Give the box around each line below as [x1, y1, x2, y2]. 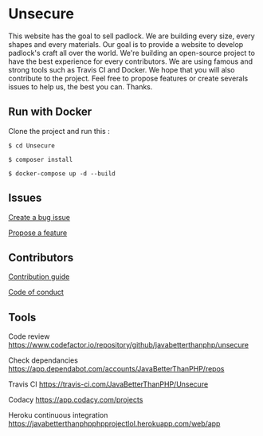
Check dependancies [8, 355, 78, 365]
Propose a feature [8, 228, 68, 238]
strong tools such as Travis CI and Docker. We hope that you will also [8, 65, 235, 74]
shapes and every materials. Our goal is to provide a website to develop [8, 39, 244, 49]
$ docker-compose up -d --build [8, 169, 116, 178]
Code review [8, 332, 50, 341]
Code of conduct [8, 288, 64, 297]
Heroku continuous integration [8, 410, 108, 420]
